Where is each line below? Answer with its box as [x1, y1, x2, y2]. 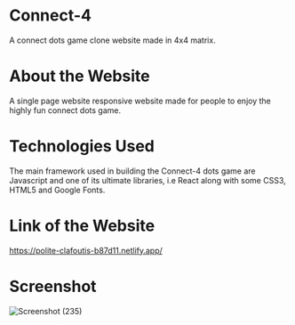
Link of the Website [9, 215, 155, 236]
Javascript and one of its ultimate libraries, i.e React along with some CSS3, [9, 175, 286, 185]
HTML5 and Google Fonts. [9, 184, 106, 195]
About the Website [9, 66, 151, 86]
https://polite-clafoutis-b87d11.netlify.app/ [9, 245, 163, 256]
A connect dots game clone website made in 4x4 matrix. [9, 35, 216, 45]
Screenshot [9, 276, 97, 297]
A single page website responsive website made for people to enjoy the [9, 95, 271, 106]
